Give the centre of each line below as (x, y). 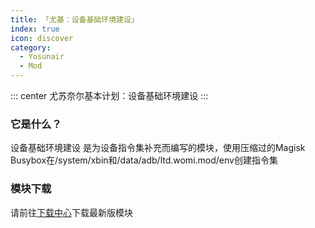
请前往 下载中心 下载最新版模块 (71, 212)
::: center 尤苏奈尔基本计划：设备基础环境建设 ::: (109, 95)
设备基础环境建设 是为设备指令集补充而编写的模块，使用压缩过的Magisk (158, 148)
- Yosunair (42, 57)
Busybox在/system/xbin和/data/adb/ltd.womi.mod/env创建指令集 (144, 160)
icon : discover (42, 38)
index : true (35, 29)
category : (31, 47)
